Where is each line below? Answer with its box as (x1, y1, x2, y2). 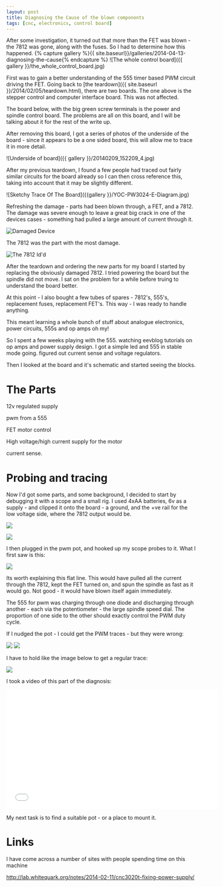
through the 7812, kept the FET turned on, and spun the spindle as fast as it (6, 581, 193, 589)
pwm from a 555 (6, 414, 47, 422)
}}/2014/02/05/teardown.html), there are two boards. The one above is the (6, 87, 192, 95)
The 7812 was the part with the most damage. (6, 239, 120, 246)
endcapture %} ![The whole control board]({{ (70, 56, 183, 64)
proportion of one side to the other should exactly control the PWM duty (6, 612, 186, 619)
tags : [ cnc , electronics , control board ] (6, 20, 112, 26)
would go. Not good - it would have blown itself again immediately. (6, 587, 172, 595)
